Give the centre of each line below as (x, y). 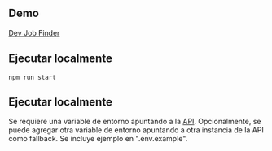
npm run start (33, 77)
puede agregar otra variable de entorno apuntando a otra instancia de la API (136, 130)
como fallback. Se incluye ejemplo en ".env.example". (98, 139)
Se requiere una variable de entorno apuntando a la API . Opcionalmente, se (135, 122)
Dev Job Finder (34, 32)
